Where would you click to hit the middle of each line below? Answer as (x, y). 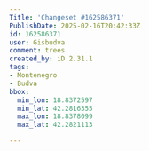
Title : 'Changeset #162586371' (67, 17)
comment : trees (37, 51)
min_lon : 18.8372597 (55, 100)
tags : (19, 68)
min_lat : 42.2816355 (55, 108)
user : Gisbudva (37, 42)
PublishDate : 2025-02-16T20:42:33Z (75, 26)
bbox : (19, 91)
